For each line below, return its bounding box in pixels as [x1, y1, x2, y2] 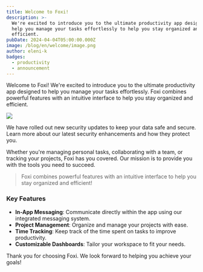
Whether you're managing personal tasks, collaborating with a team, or [6, 149, 183, 156]
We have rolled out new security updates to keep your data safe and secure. [6, 124, 196, 131]
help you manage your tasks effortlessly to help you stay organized [11, 25, 190, 32]
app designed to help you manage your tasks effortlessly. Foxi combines [6, 88, 187, 96]
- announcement [11, 65, 50, 71]
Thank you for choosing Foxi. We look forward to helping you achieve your [6, 252, 192, 259]
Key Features [6, 195, 47, 203]
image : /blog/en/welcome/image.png [6, 43, 96, 49]
